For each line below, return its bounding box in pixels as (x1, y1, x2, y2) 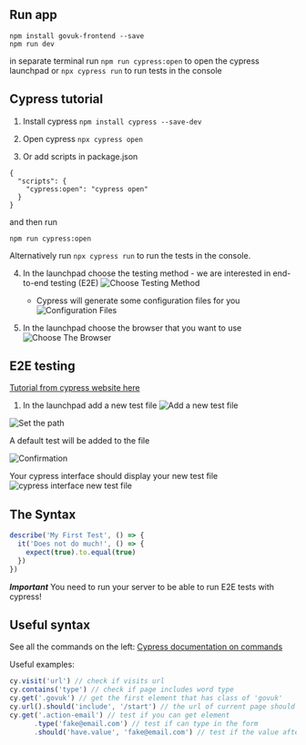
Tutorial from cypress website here (9, 383, 140, 393)
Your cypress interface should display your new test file (9, 471, 219, 482)
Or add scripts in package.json (22, 150, 138, 162)
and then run (9, 216, 57, 227)
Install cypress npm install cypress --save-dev (22, 116, 202, 127)
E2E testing (9, 359, 76, 374)
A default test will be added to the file (9, 435, 150, 446)
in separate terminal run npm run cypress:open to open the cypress (9, 55, 260, 66)
